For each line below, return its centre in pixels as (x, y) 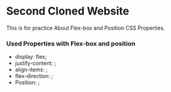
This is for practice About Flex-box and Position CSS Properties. (86, 28)
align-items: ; (31, 70)
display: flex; (31, 57)
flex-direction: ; (34, 76)
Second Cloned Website (68, 11)
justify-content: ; (36, 63)
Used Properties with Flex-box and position (71, 44)
